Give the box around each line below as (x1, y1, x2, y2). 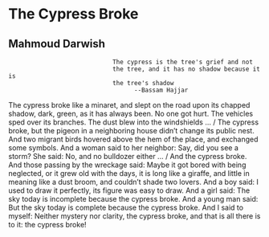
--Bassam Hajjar (133, 86, 189, 94)
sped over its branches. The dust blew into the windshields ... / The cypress (8, 117, 259, 127)
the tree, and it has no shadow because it (112, 65, 261, 73)
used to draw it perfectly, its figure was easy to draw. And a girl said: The (8, 186, 251, 195)
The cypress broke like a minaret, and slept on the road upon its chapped (8, 100, 251, 109)
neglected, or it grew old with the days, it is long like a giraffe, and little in (8, 169, 251, 178)
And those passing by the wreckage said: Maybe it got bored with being (8, 160, 247, 170)
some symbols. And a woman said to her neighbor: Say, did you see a (8, 143, 239, 153)
